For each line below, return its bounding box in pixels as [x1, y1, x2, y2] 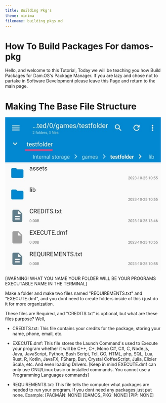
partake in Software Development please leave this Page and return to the [5, 78, 156, 84]
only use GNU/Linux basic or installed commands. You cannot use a [12, 367, 151, 373]
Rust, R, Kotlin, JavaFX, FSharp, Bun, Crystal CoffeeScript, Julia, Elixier [12, 356, 157, 362]
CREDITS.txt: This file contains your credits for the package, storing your [12, 326, 161, 332]
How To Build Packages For [5, 40, 119, 52]
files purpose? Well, [5, 316, 45, 322]
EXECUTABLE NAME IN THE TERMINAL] [5, 281, 87, 287]
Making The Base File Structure [5, 101, 137, 112]
